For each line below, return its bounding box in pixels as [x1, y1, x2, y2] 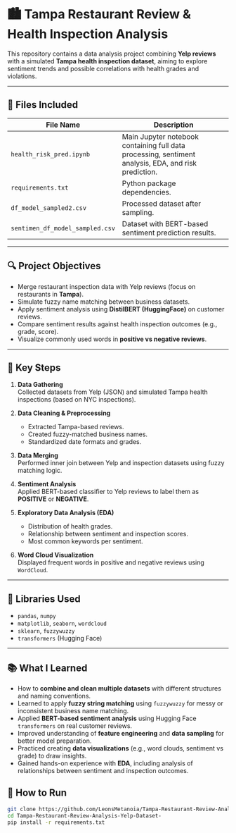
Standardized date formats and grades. [27, 438, 142, 446]
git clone [7, 806, 37, 813]
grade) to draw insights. [17, 752, 87, 760]
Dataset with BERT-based [122, 218, 209, 228]
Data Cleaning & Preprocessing [17, 409, 111, 417]
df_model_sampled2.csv [11, 204, 86, 212]
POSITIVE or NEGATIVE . [17, 495, 89, 503]
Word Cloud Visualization [17, 551, 94, 560]
